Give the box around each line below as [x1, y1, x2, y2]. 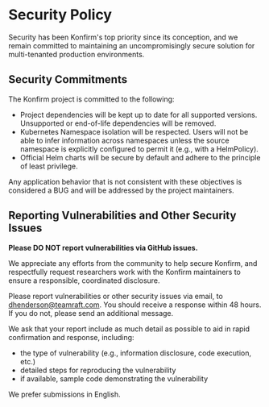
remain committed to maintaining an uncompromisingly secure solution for [8, 40, 255, 50]
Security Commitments [8, 73, 127, 86]
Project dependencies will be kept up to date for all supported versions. [19, 110, 258, 119]
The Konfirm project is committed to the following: [8, 94, 175, 104]
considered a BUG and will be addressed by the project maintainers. [8, 185, 235, 195]
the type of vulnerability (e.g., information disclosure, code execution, [19, 348, 252, 358]
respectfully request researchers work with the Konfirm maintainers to [8, 267, 242, 276]
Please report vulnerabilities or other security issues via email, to [8, 291, 223, 301]
